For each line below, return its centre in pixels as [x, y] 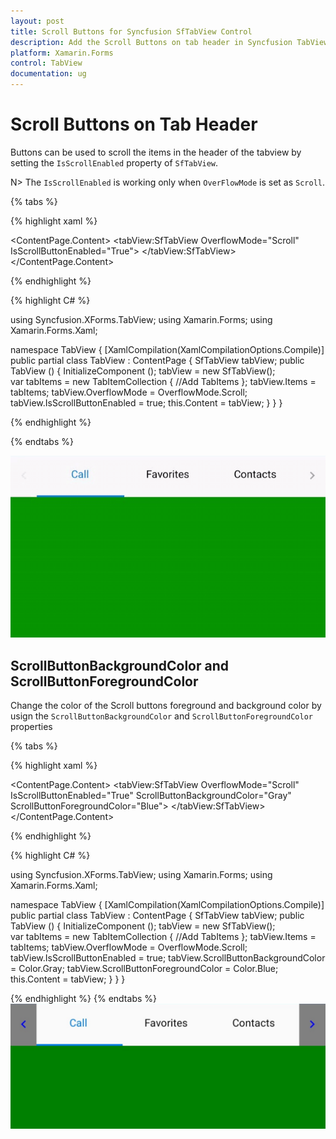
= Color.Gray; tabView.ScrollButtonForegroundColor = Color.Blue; [144, 969]
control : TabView [46, 63]
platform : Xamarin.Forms [62, 53]
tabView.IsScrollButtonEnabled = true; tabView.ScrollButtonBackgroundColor [168, 958]
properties [31, 727]
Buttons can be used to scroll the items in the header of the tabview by [156, 152]
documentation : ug [48, 74]
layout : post [37, 21]
